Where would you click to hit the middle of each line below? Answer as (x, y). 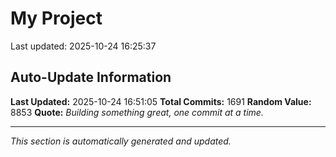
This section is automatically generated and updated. (121, 141)
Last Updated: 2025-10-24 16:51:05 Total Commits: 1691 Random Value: (161, 101)
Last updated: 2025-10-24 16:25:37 (83, 46)
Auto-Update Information (91, 77)
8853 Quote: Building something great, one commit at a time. (137, 112)
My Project (56, 18)
